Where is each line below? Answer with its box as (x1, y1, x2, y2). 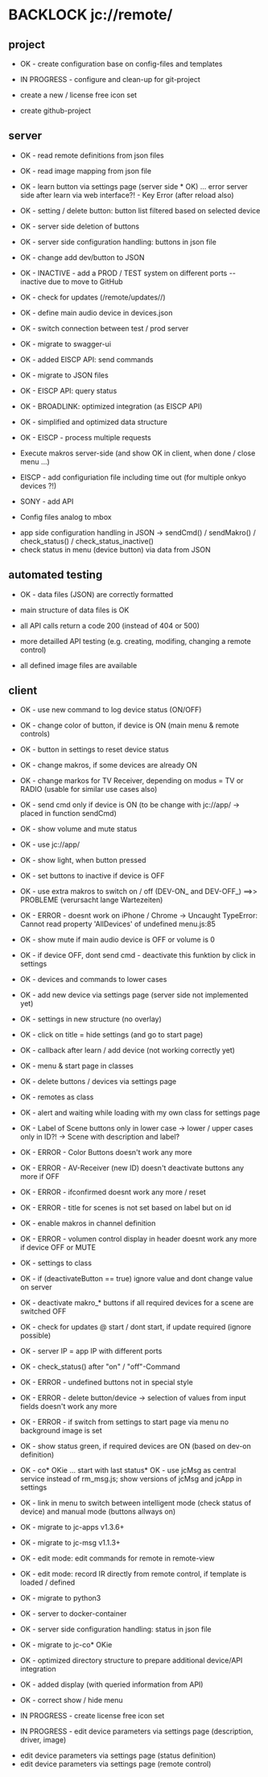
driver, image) (19, 1735, 67, 1745)
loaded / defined (19, 1577, 76, 1587)
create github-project (19, 106, 91, 115)
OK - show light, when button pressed (19, 856, 146, 865)
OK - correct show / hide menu (19, 1696, 123, 1705)
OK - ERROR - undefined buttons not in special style (19, 1378, 193, 1387)
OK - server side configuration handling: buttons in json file (19, 237, 217, 246)
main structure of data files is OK (19, 605, 130, 615)
